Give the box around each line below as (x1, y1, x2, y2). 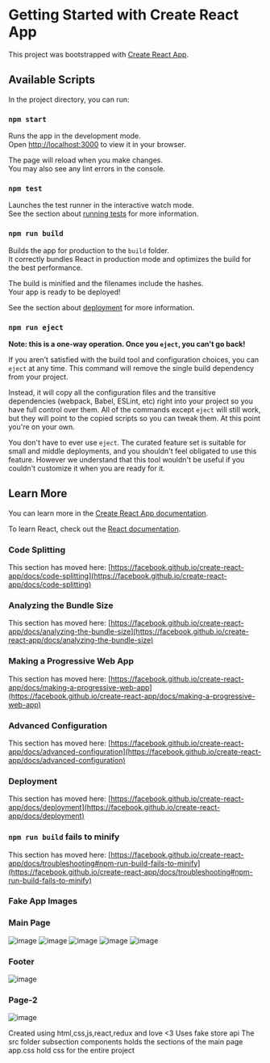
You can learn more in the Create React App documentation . (8, 508, 209, 518)
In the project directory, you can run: (8, 95, 130, 104)
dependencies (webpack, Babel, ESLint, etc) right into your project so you (8, 396, 254, 406)
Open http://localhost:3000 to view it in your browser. (8, 140, 187, 150)
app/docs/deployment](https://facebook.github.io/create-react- (8, 803, 220, 812)
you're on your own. (8, 422, 75, 432)
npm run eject (8, 323, 64, 332)
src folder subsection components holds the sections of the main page (8, 1037, 243, 1047)
